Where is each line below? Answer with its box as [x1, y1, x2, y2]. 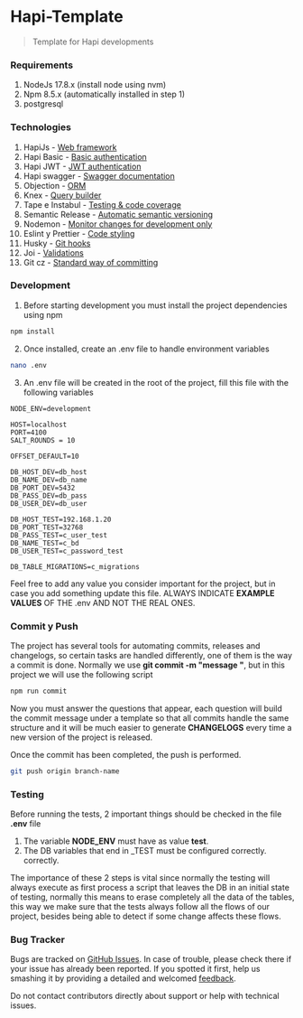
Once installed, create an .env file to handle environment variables [23, 343, 270, 354]
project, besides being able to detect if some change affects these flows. [10, 911, 282, 921]
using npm [23, 309, 63, 320]
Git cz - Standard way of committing [23, 257, 159, 267]
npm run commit [10, 686, 68, 696]
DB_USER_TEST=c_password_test [10, 546, 124, 556]
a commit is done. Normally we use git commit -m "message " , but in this [10, 659, 285, 670]
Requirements [10, 59, 74, 71]
